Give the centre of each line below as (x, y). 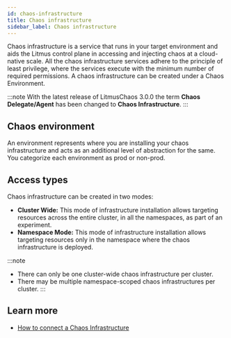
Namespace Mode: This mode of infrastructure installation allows (112, 232)
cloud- (209, 54)
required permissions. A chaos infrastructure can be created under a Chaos (115, 76)
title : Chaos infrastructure (49, 20)
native (16, 61)
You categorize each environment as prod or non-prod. (86, 158)
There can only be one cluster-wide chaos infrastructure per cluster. (115, 274)
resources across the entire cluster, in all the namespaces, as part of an (120, 217)
